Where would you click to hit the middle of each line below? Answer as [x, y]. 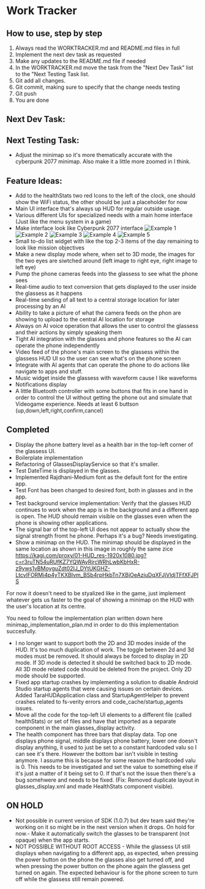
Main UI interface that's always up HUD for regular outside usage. [98, 208]
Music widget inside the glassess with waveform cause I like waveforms [106, 378]
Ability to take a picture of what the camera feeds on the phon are [98, 313]
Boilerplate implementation [49, 457]
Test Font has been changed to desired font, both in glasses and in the [104, 490]
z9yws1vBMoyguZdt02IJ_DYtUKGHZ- [63, 568]
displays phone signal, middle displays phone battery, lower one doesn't [106, 741]
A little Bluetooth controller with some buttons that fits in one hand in [102, 391]
